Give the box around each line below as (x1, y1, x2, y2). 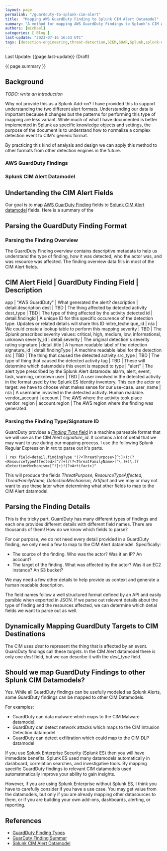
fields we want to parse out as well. (5, 607, 78, 613)
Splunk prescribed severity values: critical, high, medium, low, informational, (5, 331, 162, 337)
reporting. (5, 802, 26, 808)
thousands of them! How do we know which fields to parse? (5, 526, 128, 532)
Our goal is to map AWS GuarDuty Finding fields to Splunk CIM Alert (5, 202, 145, 208)
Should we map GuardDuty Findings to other (5, 668, 146, 677)
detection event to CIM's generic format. (5, 132, 88, 138)
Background (5, 78, 44, 86)
